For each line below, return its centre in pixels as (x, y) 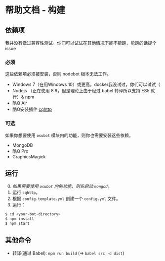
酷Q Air (20, 103)
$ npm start (17, 224)
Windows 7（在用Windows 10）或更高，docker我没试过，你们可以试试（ (86, 84)
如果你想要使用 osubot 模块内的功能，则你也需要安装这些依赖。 (69, 135)
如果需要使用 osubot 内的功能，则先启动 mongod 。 (62, 186)
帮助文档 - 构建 (35, 10)
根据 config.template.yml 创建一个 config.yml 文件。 (66, 198)
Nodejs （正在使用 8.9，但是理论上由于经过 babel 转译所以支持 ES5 (81, 91)
